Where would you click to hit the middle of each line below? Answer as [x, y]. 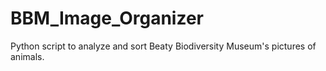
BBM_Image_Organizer [107, 18]
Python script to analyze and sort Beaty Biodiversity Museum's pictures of [163, 46]
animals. [27, 56]
